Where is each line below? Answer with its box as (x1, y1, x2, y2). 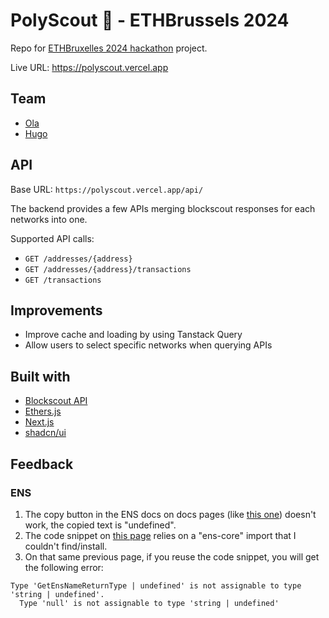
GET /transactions (24, 275, 102, 285)
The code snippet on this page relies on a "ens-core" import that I (24, 529, 297, 541)
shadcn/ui (24, 427, 67, 439)
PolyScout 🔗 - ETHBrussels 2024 (10, 9, 290, 32)
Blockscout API (24, 395, 88, 407)
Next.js (24, 416, 55, 428)
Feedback (10, 455, 74, 473)
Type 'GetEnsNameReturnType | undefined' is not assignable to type (10, 580, 302, 591)
